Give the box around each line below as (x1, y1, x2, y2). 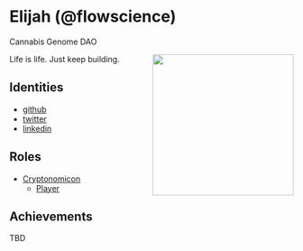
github (22, 104, 47, 115)
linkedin (22, 123, 52, 134)
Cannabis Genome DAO (9, 36, 97, 47)
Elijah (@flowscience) (9, 6, 177, 27)
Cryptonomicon (22, 173, 81, 184)
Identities (9, 79, 64, 96)
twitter (22, 113, 47, 124)
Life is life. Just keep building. (9, 53, 120, 64)
